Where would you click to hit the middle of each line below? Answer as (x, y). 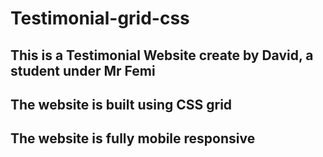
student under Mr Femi (83, 70)
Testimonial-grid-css (100, 18)
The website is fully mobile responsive (133, 138)
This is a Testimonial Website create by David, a (162, 55)
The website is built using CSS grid (121, 104)
